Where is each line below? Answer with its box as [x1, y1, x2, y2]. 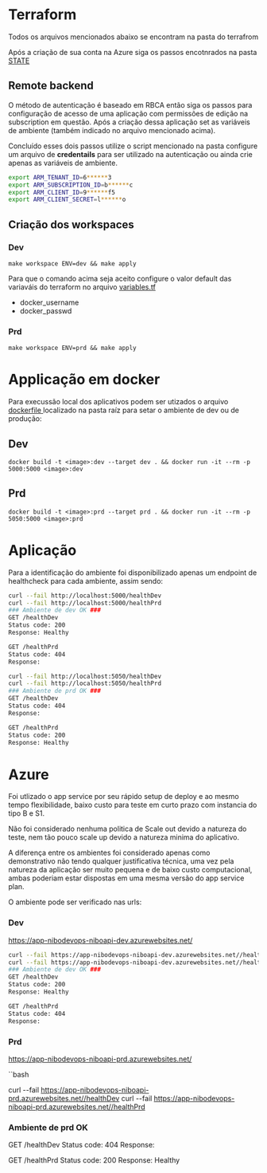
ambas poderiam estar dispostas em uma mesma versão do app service [8, 873, 245, 883]
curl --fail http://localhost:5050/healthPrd [8, 679, 161, 687]
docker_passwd [19, 305, 72, 316]
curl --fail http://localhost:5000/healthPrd [8, 599, 161, 607]
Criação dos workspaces [8, 218, 135, 231]
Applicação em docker [8, 371, 161, 388]
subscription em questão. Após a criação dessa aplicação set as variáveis [8, 117, 250, 127]
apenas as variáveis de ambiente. [8, 158, 118, 167]
